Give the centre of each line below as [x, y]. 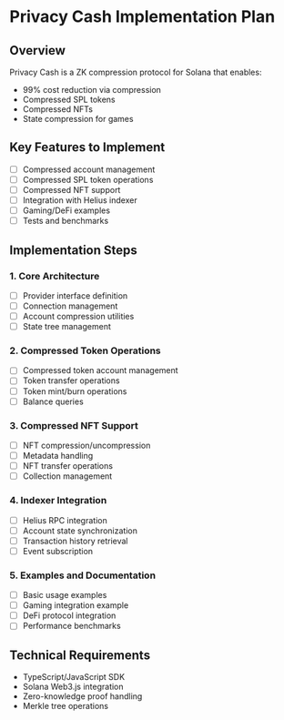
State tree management [66, 327]
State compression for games [78, 119]
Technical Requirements [80, 655]
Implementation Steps [74, 250]
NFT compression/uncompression [86, 445]
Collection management [67, 476]
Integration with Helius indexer [80, 200]
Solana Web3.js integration [73, 687]
